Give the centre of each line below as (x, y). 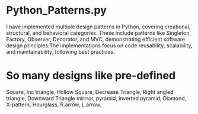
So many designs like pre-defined (91, 76)
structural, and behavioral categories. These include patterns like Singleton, (99, 32)
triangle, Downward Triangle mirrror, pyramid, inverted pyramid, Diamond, (96, 98)
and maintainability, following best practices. (60, 51)
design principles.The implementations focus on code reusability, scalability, (99, 45)
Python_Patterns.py (56, 10)
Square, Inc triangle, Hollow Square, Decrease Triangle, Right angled (90, 92)
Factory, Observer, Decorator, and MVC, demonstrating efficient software (96, 39)
